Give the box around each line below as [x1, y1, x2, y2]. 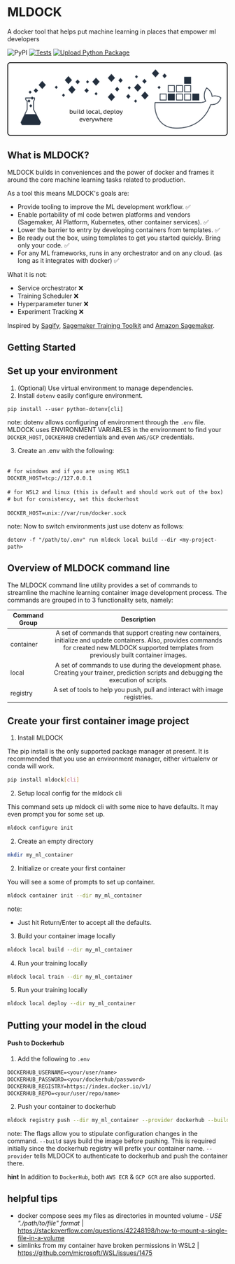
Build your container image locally [17, 931, 115, 940]
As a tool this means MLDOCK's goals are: [7, 189, 129, 197]
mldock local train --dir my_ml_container [7, 973, 133, 980]
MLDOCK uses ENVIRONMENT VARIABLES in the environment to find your [7, 425, 222, 433]
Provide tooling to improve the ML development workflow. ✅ [17, 202, 191, 210]
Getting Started [7, 341, 76, 353]
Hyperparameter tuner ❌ [17, 299, 89, 308]
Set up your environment [7, 365, 117, 378]
